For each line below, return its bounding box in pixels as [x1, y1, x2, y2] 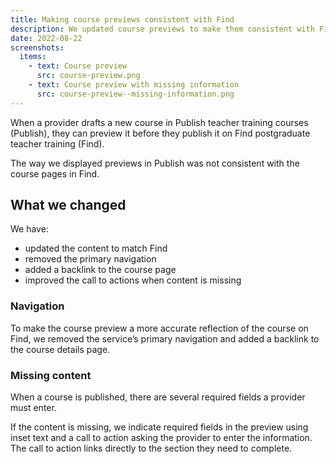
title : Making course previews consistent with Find [10, 14, 235, 25]
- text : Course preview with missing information [28, 80, 240, 90]
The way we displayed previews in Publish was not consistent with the [10, 157, 300, 169]
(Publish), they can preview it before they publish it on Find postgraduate [10, 127, 311, 139]
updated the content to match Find [24, 242, 168, 255]
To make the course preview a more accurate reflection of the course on [10, 322, 309, 334]
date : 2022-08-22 [10, 33, 83, 43]
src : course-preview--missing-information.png [36, 89, 235, 99]
